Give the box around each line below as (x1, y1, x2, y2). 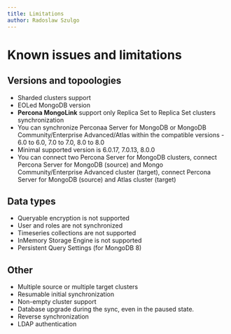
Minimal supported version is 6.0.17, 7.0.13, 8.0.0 (17, 145, 155, 154)
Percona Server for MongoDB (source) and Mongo (17, 160, 163, 169)
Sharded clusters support (17, 93, 91, 102)
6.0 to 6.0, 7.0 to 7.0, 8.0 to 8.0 (17, 138, 105, 146)
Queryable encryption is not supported (17, 214, 129, 223)
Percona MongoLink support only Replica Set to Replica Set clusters (17, 108, 216, 116)
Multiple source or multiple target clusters (17, 283, 139, 291)
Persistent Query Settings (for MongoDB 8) (17, 244, 142, 252)
